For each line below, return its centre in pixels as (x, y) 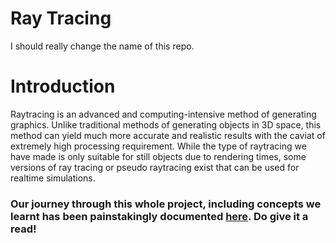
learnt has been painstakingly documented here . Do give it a (159, 216)
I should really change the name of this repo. (102, 46)
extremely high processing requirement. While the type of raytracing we (158, 146)
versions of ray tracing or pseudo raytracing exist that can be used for (155, 167)
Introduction (63, 86)
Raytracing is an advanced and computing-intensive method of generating (163, 114)
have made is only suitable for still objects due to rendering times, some (158, 156)
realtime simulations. (53, 178)
